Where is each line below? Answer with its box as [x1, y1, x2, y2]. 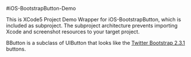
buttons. [6, 45, 26, 52]
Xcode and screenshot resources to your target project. [6, 28, 140, 35]
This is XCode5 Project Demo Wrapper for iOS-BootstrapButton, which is [6, 16, 181, 22]
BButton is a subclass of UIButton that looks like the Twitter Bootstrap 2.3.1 [6, 40, 185, 46]
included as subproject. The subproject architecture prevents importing [6, 22, 178, 29]
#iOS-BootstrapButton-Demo [6, 5, 76, 12]
